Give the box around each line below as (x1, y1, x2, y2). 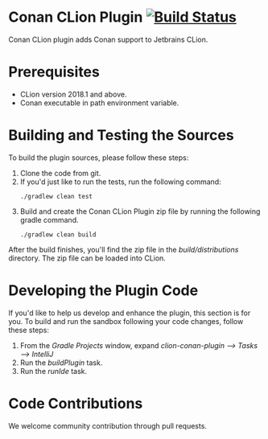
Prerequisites (8, 63, 101, 81)
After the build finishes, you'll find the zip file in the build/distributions (8, 244, 239, 254)
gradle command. (19, 215, 79, 224)
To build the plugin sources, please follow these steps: (8, 153, 189, 162)
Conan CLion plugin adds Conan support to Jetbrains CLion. (8, 35, 208, 44)
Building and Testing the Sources (8, 126, 235, 145)
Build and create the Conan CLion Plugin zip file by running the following (19, 206, 261, 216)
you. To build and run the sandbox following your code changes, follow (8, 316, 244, 326)
